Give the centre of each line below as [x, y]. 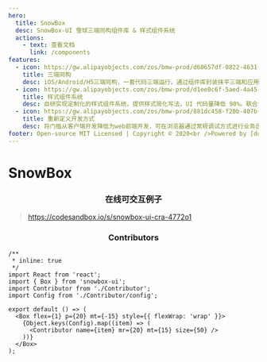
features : [25, 60]
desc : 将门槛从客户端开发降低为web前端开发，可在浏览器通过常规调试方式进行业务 [139, 126]
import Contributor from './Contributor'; [79, 289]
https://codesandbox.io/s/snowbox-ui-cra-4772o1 [110, 217]
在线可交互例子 [133, 199]
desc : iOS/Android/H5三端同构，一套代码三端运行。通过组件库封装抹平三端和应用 [141, 82]
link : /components [60, 52]
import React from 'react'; [55, 275]
